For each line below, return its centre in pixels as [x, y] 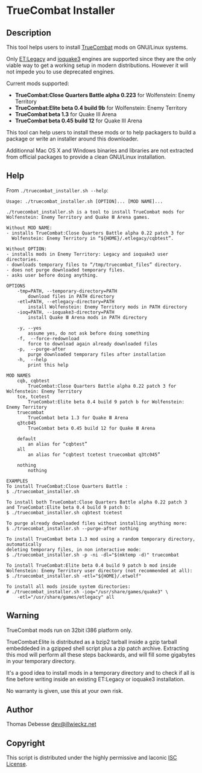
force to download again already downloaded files [93, 344]
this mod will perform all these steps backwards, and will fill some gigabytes [101, 654]
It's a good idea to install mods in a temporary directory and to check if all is [100, 672]
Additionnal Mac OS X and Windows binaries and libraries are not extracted [100, 150]
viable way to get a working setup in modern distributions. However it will [97, 65]
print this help [48, 365]
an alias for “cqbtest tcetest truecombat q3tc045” [94, 455]
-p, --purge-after [42, 349]
